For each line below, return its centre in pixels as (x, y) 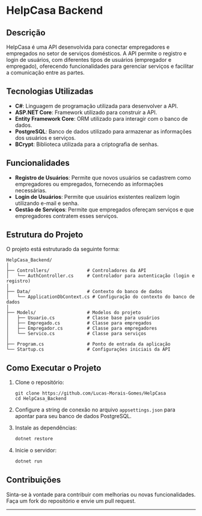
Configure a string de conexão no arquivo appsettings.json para (95, 410)
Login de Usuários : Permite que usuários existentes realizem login (97, 196)
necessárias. (31, 190)
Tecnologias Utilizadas (50, 92)
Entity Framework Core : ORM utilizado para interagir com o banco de (101, 118)
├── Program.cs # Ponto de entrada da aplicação (88, 344)
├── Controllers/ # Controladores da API (76, 271)
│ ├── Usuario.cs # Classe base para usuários (83, 318)
